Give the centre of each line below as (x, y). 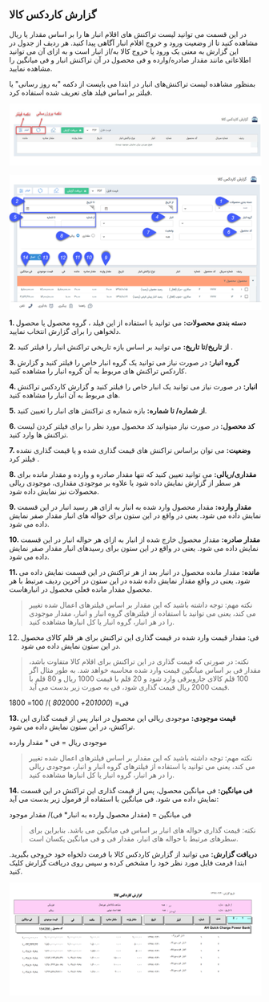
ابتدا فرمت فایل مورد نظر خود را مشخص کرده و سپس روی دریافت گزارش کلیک (128, 863)
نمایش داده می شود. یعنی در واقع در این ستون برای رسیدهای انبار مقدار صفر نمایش (134, 548)
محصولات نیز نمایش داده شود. (54, 491)
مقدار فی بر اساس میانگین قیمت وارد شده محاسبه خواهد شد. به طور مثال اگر (145, 670)
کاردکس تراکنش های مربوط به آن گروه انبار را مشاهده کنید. (98, 371)
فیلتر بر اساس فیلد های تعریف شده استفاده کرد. (81, 92)
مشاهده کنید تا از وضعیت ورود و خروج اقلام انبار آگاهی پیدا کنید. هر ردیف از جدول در (134, 43)
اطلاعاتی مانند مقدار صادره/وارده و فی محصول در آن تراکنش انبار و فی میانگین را (130, 59)
